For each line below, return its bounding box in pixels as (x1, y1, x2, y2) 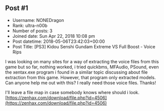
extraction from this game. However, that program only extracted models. (5, 74, 156, 80)
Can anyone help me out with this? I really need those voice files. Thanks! (5, 80, 156, 86)
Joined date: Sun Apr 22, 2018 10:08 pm (12, 33, 95, 39)
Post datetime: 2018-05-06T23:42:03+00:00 (12, 38, 105, 44)
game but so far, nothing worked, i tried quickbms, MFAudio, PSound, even (5, 64, 159, 70)
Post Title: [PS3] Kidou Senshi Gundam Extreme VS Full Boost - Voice (12, 43, 156, 49)
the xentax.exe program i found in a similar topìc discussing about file (5, 69, 148, 75)
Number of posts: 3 (12, 27, 53, 34)
